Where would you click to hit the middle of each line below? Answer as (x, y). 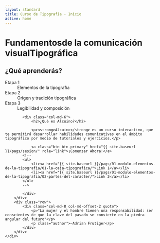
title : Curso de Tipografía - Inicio (43, 14)
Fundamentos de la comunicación (74, 43)
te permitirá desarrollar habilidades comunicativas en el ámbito (74, 134)
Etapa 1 (12, 83)
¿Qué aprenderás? (34, 71)
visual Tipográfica (42, 53)
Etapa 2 (13, 93)
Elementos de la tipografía (43, 87)
